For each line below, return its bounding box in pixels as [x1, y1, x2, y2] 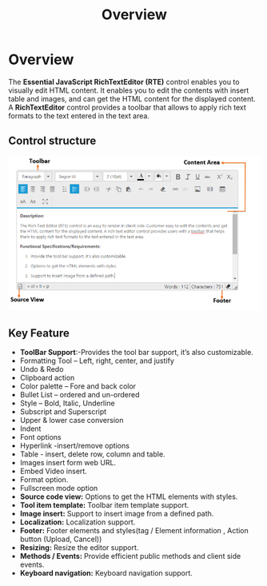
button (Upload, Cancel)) [19, 534, 102, 544]
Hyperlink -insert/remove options [19, 441, 130, 451]
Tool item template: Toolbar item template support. [19, 500, 189, 510]
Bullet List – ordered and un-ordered [19, 390, 140, 400]
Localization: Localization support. [19, 517, 136, 527]
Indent [19, 424, 42, 433]
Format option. [19, 475, 69, 484]
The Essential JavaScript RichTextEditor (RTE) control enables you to [8, 77, 240, 86]
